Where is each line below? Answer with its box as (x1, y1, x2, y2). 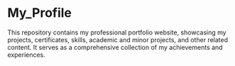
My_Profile (7, 5, 72, 21)
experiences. (7, 51, 46, 59)
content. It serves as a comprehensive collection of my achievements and (7, 43, 223, 51)
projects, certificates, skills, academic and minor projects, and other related (7, 35, 229, 44)
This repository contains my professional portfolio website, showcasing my (7, 28, 226, 37)
